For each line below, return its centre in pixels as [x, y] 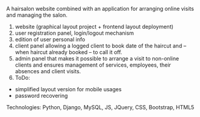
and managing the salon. [37, 15]
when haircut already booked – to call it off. [68, 52]
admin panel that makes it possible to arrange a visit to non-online [97, 58]
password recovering [41, 96]
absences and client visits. [48, 71]
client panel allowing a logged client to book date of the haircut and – [101, 46]
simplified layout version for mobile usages [68, 89]
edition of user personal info [50, 39]
